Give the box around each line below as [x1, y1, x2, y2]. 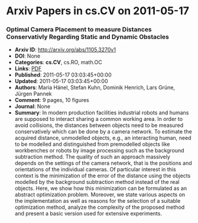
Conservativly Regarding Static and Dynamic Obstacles [6, 33, 170, 41]
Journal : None [14, 103, 51, 110]
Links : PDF [14, 65, 42, 72]
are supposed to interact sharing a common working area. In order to [14, 116, 183, 123]
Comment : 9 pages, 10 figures [14, 97, 90, 104]
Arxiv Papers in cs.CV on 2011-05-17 [6, 4, 190, 18]
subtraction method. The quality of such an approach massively [14, 153, 170, 161]
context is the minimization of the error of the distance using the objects [14, 172, 191, 179]
